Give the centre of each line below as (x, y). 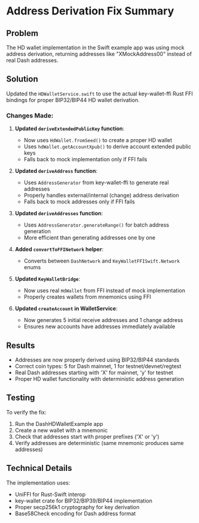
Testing (21, 398)
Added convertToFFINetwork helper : (59, 250)
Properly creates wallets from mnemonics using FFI (87, 297)
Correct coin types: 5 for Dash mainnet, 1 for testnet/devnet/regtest (98, 366)
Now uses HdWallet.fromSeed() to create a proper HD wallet (98, 140)
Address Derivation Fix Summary (90, 11)
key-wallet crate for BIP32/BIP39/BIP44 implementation (84, 501)
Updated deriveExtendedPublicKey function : (70, 129)
